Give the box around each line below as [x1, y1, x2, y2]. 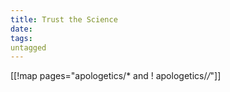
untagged [10, 42, 47, 53]
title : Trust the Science [10, 14, 118, 25]
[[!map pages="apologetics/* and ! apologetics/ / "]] [10, 70, 222, 82]
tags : [10, 33, 33, 43]
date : [10, 24, 33, 34]
